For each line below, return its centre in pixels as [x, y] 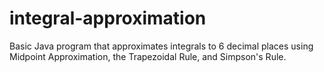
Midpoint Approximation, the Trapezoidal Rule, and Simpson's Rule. [148, 56]
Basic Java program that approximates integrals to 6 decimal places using [161, 46]
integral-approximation [108, 18]
